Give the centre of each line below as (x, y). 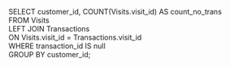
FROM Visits (29, 20)
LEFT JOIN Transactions (49, 29)
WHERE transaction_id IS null (57, 46)
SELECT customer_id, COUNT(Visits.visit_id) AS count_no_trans (115, 12)
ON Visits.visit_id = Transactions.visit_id (75, 37)
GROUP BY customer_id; (50, 54)
